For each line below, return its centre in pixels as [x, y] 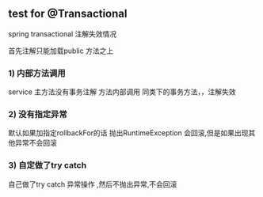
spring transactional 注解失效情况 [63, 34]
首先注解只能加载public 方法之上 [61, 51]
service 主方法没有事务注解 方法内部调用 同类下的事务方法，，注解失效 [122, 92]
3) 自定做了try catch [48, 165]
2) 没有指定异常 [38, 115]
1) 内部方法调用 [37, 73]
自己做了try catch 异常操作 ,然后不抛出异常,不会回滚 [93, 184]
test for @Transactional [68, 14]
